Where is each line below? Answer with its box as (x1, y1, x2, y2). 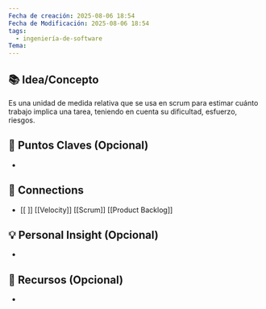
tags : (8, 27, 27, 35)
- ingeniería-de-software (15, 34, 103, 43)
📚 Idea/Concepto (8, 73, 99, 86)
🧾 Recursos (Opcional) (8, 273, 123, 286)
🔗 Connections (8, 183, 85, 198)
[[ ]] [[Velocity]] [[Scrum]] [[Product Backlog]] (19, 205, 173, 215)
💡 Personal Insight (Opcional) (8, 228, 159, 242)
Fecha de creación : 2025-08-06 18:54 (8, 11, 135, 20)
